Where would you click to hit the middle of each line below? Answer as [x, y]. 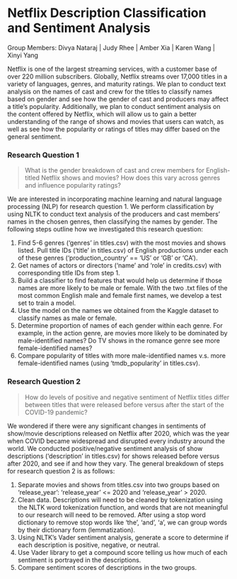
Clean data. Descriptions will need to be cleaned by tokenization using [120, 500]
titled [32, 178]
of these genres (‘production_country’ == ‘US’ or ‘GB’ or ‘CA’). [108, 258]
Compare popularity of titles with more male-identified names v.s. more [122, 356]
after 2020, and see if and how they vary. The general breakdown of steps [116, 463]
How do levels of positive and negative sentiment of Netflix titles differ [127, 397]
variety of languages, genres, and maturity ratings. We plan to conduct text [117, 84]
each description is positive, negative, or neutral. [89, 545]
